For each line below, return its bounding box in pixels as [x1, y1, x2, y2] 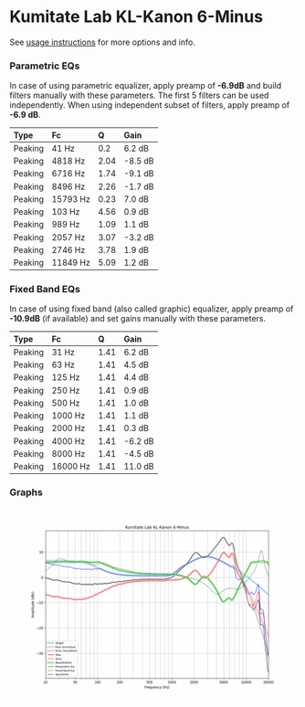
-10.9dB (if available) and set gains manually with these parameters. [9, 313, 267, 324]
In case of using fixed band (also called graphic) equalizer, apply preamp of [9, 303, 294, 314]
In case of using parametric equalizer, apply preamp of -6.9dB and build [9, 80, 282, 91]
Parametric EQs [9, 59, 80, 72]
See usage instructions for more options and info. [9, 37, 196, 47]
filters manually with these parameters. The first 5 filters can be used [9, 90, 269, 101]
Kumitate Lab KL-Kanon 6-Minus [9, 6, 263, 27]
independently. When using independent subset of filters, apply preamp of [9, 100, 290, 111]
